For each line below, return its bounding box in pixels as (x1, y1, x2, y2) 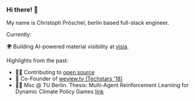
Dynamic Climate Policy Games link (15, 88, 104, 96)
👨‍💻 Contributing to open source (15, 69, 95, 76)
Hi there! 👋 (6, 5, 38, 14)
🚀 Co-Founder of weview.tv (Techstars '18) (15, 75, 123, 82)
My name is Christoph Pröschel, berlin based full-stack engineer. (6, 19, 169, 27)
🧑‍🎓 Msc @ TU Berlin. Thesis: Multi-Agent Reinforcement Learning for (15, 82, 189, 89)
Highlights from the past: (6, 57, 69, 64)
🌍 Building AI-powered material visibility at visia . (6, 43, 129, 50)
